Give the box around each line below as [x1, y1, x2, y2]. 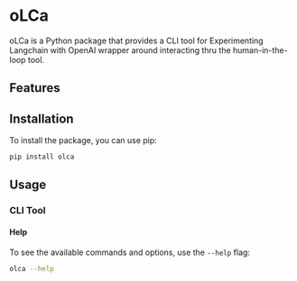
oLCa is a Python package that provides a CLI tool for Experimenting [9, 35, 264, 46]
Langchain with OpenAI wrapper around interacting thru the [9, 44, 232, 55]
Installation [9, 111, 74, 126]
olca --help [9, 264, 54, 273]
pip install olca [9, 152, 75, 162]
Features [9, 80, 60, 95]
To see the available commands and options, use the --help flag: [9, 247, 251, 258]
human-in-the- [233, 44, 288, 55]
